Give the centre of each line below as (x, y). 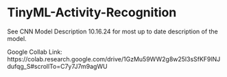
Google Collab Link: (35, 52)
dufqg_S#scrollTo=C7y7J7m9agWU (57, 66)
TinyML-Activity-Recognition (92, 13)
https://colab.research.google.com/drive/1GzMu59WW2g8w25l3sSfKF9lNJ (114, 59)
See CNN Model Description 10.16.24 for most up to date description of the (112, 31)
